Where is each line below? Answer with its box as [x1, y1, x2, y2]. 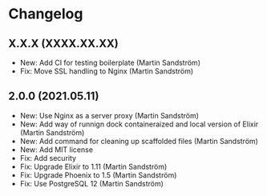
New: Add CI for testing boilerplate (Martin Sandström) [19, 58, 200, 67]
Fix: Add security [19, 153, 77, 162]
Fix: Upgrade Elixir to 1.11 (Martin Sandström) [19, 162, 168, 171]
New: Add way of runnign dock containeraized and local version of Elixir [19, 119, 259, 129]
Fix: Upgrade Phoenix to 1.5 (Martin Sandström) [19, 170, 177, 180]
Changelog [8, 5, 83, 23]
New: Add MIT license [19, 145, 94, 154]
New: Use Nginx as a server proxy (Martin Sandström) [19, 110, 199, 120]
